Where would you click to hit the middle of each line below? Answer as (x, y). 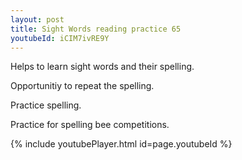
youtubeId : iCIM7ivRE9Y (60, 38)
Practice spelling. (46, 105)
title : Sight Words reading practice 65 (96, 29)
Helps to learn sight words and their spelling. (102, 67)
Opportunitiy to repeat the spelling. (82, 86)
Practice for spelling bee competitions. (90, 125)
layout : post (37, 19)
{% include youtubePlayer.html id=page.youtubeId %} (121, 144)
